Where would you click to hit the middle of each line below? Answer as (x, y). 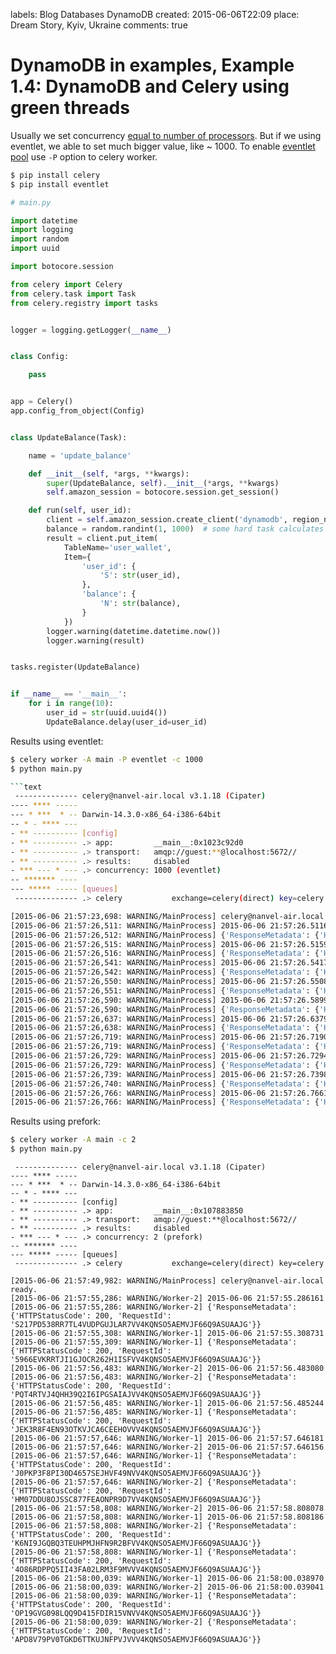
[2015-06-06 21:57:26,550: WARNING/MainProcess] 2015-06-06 (138, 982)
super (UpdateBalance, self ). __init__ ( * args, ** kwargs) (163, 483)
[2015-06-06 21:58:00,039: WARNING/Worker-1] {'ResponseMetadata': (154, 1596)
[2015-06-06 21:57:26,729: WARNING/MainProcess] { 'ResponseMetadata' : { (165, 1065)
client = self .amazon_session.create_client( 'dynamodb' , (167, 520)
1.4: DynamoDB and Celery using (150, 86)
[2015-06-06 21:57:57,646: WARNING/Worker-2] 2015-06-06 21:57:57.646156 (167, 1447)
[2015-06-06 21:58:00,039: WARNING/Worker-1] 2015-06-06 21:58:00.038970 (167, 1579)
